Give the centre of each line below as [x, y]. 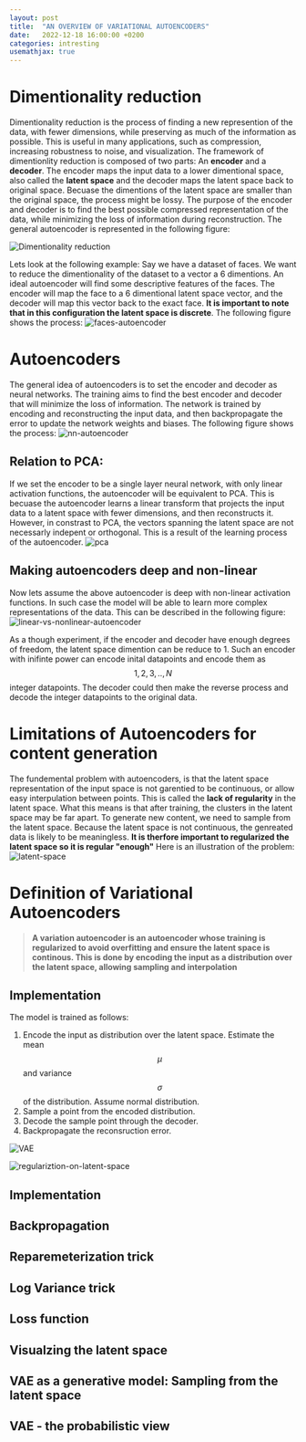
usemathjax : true [42, 52]
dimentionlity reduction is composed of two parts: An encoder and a [138, 162]
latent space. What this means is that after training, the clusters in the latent [151, 808]
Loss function [49, 1319]
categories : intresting [55, 43]
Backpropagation [60, 1226]
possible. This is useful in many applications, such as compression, [136, 141]
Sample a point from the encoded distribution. [109, 1112]
